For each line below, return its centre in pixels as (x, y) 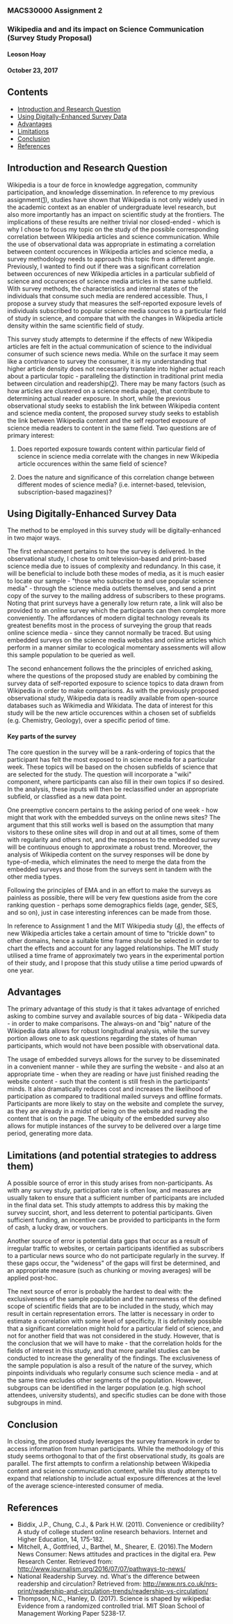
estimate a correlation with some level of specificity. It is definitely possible (115, 1321)
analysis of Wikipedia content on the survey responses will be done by (109, 854)
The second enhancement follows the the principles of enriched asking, (110, 668)
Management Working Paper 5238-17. (72, 1613)
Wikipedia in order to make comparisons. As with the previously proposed (113, 691)
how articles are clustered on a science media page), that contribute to (109, 391)
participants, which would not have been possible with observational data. (114, 1046)
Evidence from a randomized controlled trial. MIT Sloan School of (111, 1606)
